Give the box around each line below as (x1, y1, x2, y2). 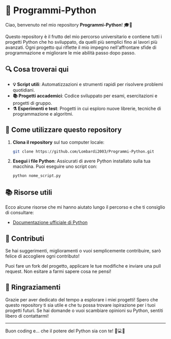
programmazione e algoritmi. (12, 110, 74, 117)
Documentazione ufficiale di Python (12, 219, 88, 225)
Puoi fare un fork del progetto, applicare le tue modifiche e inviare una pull (5, 263, 161, 269)
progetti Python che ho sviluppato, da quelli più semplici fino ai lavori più (5, 39, 158, 45)
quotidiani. (12, 87, 35, 93)
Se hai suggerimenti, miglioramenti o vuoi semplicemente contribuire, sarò (5, 247, 161, 253)
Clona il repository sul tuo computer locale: (12, 139, 105, 145)
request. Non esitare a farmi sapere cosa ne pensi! (5, 268, 111, 274)
